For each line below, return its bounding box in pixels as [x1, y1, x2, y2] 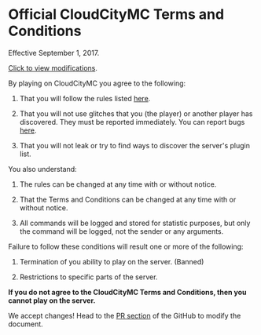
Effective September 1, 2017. [8, 48, 100, 57]
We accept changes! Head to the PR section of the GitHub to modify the [8, 311, 241, 320]
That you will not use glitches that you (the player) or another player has [19, 108, 253, 118]
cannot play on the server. [8, 296, 96, 305]
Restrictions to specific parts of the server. [19, 272, 158, 282]
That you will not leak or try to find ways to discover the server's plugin [19, 140, 250, 150]
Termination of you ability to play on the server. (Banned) [19, 257, 204, 266]
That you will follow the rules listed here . [19, 93, 151, 103]
